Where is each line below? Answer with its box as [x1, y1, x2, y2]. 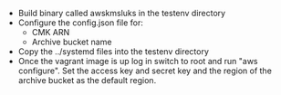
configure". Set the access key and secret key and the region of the [17, 65, 272, 76]
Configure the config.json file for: [17, 17, 143, 28]
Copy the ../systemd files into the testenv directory [17, 46, 210, 57]
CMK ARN [31, 27, 70, 37]
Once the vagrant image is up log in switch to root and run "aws [17, 56, 258, 66]
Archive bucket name [31, 36, 112, 47]
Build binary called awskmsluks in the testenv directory [17, 8, 226, 18]
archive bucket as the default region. [17, 75, 157, 85]
